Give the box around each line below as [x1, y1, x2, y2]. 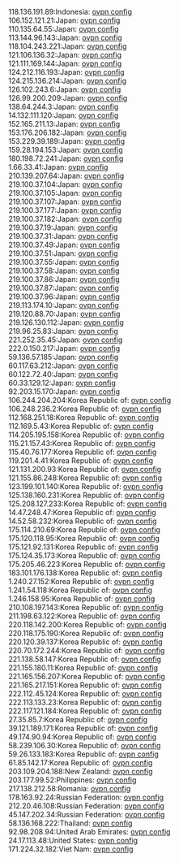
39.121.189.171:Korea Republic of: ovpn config [8, 723, 159, 733]
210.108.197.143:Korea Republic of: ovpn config [8, 603, 164, 612]
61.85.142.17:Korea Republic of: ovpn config [8, 758, 153, 767]
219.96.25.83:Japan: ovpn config [8, 327, 119, 336]
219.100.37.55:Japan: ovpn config [8, 258, 120, 266]
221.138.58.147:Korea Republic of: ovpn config [8, 654, 162, 664]
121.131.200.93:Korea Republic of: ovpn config [8, 465, 162, 474]
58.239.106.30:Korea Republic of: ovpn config [8, 741, 161, 750]
